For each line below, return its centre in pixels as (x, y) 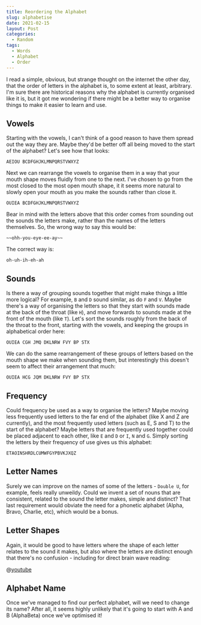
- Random (22, 40)
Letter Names (32, 471)
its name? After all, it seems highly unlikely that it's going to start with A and (100, 609)
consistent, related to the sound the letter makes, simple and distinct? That (98, 499)
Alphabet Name (36, 588)
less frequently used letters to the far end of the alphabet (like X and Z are (98, 416)
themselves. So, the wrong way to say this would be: (71, 227)
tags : (13, 46)
